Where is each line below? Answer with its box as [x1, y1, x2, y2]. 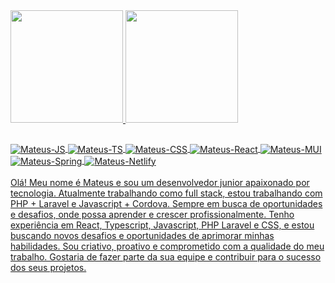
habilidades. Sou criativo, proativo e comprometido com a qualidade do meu [10, 240, 325, 252]
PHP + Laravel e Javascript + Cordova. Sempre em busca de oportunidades [10, 197, 323, 209]
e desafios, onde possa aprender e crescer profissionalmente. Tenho [10, 208, 295, 220]
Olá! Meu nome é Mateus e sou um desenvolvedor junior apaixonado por [10, 176, 310, 188]
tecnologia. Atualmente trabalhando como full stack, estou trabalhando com [10, 187, 323, 199]
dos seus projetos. [10, 261, 87, 273]
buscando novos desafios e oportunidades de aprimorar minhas [10, 229, 275, 241]
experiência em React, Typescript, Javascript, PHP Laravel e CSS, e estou [10, 219, 315, 231]
